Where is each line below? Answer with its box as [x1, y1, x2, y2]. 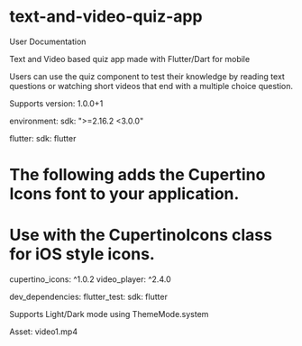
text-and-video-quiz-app [9, 6, 203, 27]
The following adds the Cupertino [9, 165, 266, 186]
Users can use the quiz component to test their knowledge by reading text [9, 70, 286, 82]
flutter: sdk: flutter [9, 132, 77, 143]
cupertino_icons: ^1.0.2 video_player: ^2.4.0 [9, 274, 171, 285]
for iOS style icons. [9, 244, 155, 265]
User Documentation [9, 36, 87, 47]
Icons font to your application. [9, 184, 240, 205]
